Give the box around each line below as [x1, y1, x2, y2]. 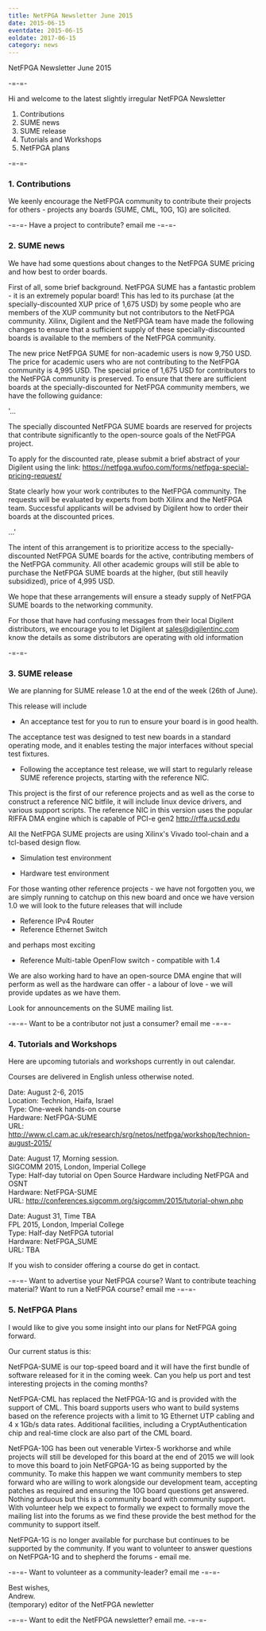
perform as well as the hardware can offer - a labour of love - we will [8, 980, 233, 989]
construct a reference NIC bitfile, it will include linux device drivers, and [8, 797, 242, 806]
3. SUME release [8, 668, 73, 679]
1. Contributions [8, 178, 71, 189]
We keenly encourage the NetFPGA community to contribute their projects [8, 197, 252, 206]
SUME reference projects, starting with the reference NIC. [19, 773, 210, 782]
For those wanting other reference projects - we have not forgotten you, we [8, 884, 256, 894]
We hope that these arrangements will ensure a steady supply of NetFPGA [8, 591, 252, 601]
